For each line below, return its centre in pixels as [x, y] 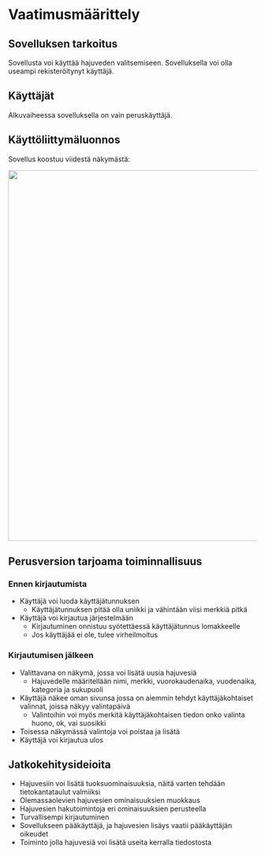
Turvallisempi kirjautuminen [64, 817]
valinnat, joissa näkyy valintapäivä [75, 706]
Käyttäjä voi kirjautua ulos [62, 740]
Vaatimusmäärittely [74, 15]
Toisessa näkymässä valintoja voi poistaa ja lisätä [99, 731]
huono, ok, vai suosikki [69, 723]
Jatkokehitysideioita [60, 764]
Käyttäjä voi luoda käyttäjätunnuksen [79, 601]
